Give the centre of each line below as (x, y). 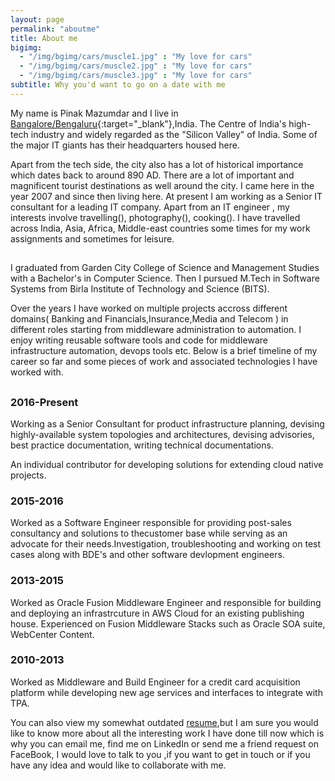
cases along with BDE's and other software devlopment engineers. (147, 555)
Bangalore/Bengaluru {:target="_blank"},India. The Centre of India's (148, 123)
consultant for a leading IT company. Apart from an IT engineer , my (150, 207)
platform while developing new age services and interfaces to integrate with (166, 692)
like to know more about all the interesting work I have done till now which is (167, 733)
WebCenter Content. (52, 634)
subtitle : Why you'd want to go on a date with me (118, 85)
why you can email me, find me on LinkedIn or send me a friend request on (164, 743)
